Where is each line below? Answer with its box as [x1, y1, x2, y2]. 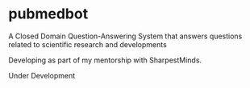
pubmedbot [8, 5, 89, 23]
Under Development [8, 70, 76, 80]
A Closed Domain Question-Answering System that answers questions [8, 31, 243, 41]
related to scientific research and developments [8, 39, 167, 49]
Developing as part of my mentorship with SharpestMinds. [8, 55, 202, 65]
